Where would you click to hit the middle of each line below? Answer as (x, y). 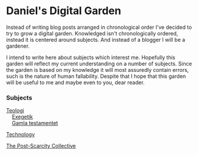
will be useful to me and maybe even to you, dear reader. (75, 82)
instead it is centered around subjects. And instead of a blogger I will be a (96, 39)
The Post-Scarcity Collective (41, 146)
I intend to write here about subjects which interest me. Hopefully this (91, 57)
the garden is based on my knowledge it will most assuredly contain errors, (98, 70)
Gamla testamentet (35, 123)
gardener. (18, 46)
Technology (21, 134)
